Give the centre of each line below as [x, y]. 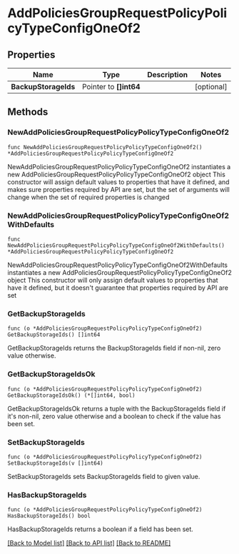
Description [167, 75]
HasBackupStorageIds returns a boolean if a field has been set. [101, 529]
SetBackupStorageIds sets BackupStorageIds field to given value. [104, 476]
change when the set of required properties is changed [88, 197]
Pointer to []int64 [111, 87]
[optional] [211, 87]
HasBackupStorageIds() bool [49, 516]
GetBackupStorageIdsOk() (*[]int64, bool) [71, 395]
